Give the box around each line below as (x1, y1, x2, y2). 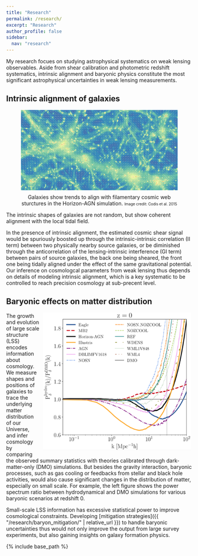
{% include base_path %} (6, 542, 69, 550)
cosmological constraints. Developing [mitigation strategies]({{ (6, 512, 159, 519)
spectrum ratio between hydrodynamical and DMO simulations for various (6, 488, 186, 496)
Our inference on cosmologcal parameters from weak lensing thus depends (6, 266, 190, 274)
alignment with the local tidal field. (6, 217, 90, 224)
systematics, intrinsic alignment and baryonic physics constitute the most (6, 70, 185, 77)
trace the (6, 394, 28, 401)
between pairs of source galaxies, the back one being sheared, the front (6, 254, 182, 261)
